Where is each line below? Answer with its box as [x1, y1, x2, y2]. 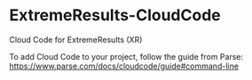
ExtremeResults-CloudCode [9, 5, 221, 25]
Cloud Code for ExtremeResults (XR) [9, 34, 143, 45]
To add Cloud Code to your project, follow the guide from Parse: [9, 51, 244, 62]
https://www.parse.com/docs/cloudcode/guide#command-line [9, 61, 240, 71]
